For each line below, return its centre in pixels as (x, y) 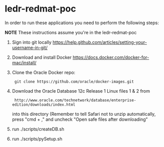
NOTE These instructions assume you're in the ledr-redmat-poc (71, 32)
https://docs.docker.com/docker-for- (111, 57)
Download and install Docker (42, 57)
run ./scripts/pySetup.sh (37, 138)
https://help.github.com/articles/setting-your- (100, 42)
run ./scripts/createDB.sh (38, 129)
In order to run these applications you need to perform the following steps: (82, 23)
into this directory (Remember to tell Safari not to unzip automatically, (84, 114)
